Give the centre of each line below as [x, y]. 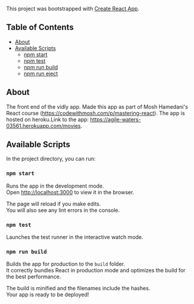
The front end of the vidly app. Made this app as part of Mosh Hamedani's [97, 106]
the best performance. [34, 277]
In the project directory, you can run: [51, 159]
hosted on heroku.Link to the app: [48, 119]
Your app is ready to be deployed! [48, 294]
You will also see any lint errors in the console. [63, 210]
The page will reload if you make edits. [54, 204]
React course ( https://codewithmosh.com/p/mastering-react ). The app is [96, 113]
